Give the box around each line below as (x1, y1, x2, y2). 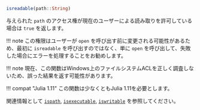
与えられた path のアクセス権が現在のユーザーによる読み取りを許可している (6, 17, 193, 24)
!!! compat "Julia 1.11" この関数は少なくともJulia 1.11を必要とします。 (6, 84, 173, 92)
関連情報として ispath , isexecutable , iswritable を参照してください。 (6, 97, 180, 104)
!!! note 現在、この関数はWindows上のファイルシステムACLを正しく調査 (6, 64, 184, 71)
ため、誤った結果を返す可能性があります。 (11, 72, 116, 79)
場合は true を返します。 (6, 24, 67, 32)
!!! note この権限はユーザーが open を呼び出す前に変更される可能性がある (6, 37, 186, 44)
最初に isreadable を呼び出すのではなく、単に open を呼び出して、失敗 (16, 45, 191, 52)
